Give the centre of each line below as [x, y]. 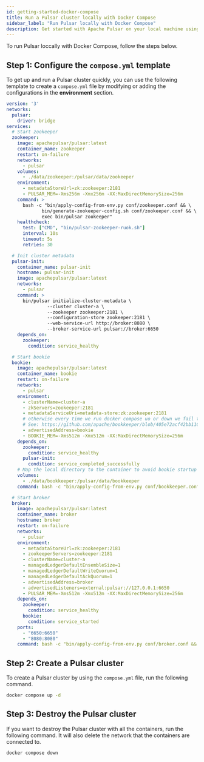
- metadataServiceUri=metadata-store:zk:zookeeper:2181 [94, 413]
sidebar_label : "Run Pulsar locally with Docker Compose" [81, 23]
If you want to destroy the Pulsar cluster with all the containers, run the [95, 729]
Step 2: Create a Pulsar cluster [65, 663]
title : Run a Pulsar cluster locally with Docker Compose [81, 18]
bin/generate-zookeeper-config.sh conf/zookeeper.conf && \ [119, 211]
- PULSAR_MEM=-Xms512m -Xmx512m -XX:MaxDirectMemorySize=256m [103, 593]
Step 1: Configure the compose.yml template [89, 65]
